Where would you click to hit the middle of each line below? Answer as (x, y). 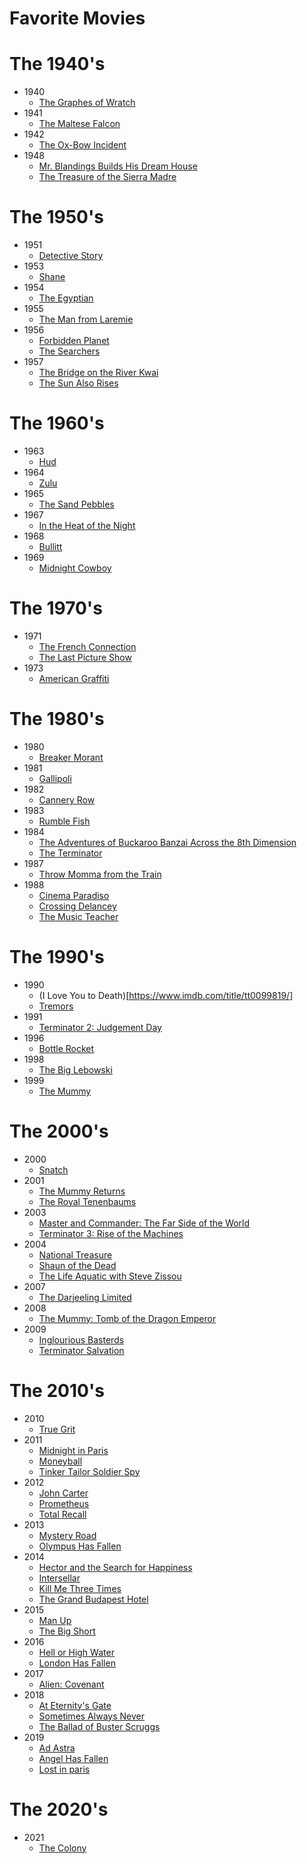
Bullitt (50, 546)
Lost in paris (64, 1769)
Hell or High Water (76, 1652)
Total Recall (62, 1514)
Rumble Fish (64, 821)
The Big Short (67, 1631)
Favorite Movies (77, 18)
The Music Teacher (78, 916)
